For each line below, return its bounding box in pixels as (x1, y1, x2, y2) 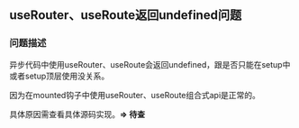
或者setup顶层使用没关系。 (9, 70, 110, 81)
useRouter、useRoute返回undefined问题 (9, 7, 242, 23)
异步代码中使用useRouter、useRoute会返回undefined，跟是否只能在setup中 (9, 59, 291, 69)
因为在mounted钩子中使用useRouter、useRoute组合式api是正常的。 (9, 89, 261, 100)
